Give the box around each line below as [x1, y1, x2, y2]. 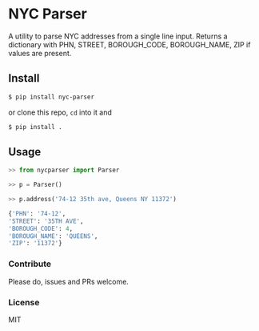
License [8, 297, 40, 308]
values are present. [8, 48, 72, 58]
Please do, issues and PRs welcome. [8, 277, 129, 286]
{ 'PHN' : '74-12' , [8, 209, 66, 217]
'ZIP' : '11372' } [8, 240, 62, 248]
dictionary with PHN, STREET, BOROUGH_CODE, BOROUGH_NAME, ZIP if [8, 39, 251, 49]
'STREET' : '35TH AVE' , [8, 217, 84, 225]
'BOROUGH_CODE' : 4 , [8, 224, 74, 232]
